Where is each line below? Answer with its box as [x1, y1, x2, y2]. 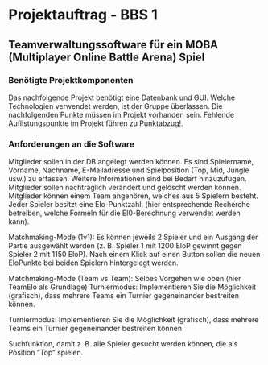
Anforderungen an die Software [8, 139, 135, 150]
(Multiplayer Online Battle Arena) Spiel [8, 50, 205, 64]
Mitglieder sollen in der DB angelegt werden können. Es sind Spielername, [8, 157, 254, 167]
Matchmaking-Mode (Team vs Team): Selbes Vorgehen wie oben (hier [8, 274, 241, 284]
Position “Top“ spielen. [8, 348, 84, 358]
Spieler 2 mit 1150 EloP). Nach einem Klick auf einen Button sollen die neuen [8, 250, 261, 259]
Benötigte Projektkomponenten [8, 74, 134, 85]
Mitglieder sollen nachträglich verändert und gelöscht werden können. [8, 183, 241, 193]
